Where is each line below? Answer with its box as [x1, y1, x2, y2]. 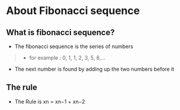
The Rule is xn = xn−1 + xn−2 [14, 98, 86, 105]
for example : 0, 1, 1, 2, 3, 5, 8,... [29, 54, 106, 61]
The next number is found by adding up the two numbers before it [14, 66, 174, 73]
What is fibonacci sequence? [6, 27, 115, 37]
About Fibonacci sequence [6, 4, 140, 18]
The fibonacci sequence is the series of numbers [14, 43, 134, 50]
